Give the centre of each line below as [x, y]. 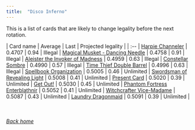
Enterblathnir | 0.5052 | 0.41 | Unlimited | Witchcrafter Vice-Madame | [91, 90]
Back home [20, 121]
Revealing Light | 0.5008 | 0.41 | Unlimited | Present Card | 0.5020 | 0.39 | [95, 77]
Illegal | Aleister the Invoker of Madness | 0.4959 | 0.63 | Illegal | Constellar [97, 58]
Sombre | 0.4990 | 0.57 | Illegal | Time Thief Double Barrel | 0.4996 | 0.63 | [97, 65]
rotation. [16, 35]
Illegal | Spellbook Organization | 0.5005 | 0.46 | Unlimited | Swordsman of [97, 71]
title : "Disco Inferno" [37, 12]
